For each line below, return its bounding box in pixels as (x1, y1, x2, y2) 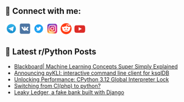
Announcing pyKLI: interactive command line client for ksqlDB (13, 69, 169, 76)
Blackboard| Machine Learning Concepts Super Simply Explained (13, 63, 178, 70)
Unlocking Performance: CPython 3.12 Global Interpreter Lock (13, 75, 169, 83)
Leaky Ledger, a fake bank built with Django (13, 89, 125, 96)
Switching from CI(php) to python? (13, 82, 101, 89)
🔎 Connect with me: (5, 6, 81, 16)
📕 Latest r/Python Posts (5, 47, 97, 57)
